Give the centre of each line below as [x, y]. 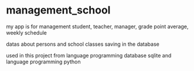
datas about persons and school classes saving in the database [83, 44]
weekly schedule [26, 32]
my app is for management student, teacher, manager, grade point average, [97, 26]
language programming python [43, 62]
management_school [58, 10]
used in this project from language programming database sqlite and [89, 55]
